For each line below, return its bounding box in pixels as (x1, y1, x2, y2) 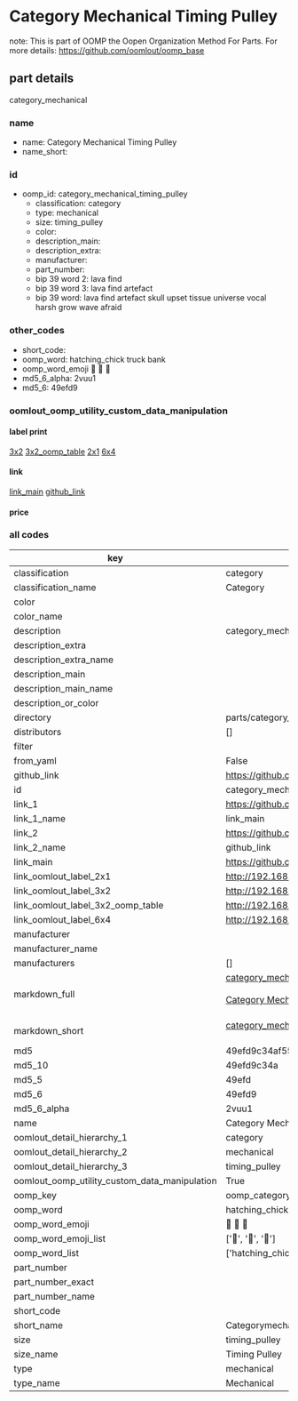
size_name (13, 1348, 59, 1360)
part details (9, 71, 74, 86)
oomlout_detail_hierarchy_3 (13, 1160, 128, 1173)
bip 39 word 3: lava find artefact (35, 283, 153, 294)
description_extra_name (13, 653, 114, 666)
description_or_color (13, 696, 99, 709)
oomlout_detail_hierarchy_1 (13, 1131, 128, 1143)
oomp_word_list (13, 1246, 80, 1259)
